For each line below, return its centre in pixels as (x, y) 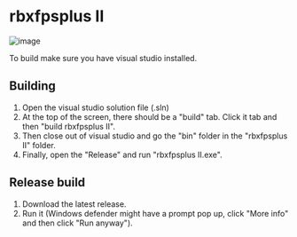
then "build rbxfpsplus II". (68, 126)
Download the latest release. (74, 204)
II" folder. (39, 145)
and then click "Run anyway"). (77, 223)
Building (32, 86)
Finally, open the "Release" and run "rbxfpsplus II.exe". (122, 154)
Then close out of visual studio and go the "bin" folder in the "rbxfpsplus (155, 136)
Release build (47, 182)
